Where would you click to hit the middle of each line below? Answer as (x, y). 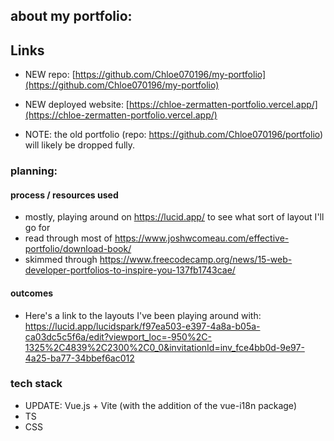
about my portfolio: (71, 16)
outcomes (32, 293)
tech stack (36, 384)
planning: (34, 171)
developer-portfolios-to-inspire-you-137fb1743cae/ (130, 270)
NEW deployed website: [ (77, 105)
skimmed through (61, 260)
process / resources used (64, 195)
